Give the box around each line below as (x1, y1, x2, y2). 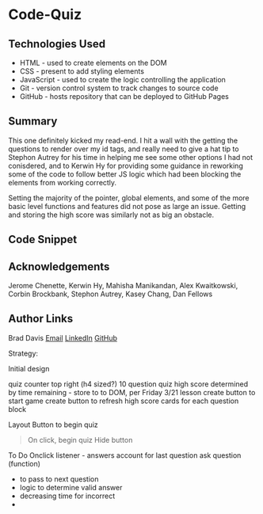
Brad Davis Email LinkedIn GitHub (8, 333, 117, 342)
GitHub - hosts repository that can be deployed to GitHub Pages (19, 92, 230, 101)
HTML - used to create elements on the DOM (19, 58, 168, 67)
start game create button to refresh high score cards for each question (8, 396, 239, 405)
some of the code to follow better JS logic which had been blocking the (8, 169, 242, 179)
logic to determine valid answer (19, 482, 123, 492)
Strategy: (8, 348, 38, 358)
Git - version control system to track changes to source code (19, 83, 219, 93)
